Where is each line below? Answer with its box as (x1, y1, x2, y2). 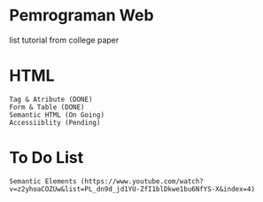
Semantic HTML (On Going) (9, 110, 104, 120)
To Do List (9, 148, 84, 168)
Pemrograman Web (9, 5, 154, 26)
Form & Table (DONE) (9, 103, 86, 112)
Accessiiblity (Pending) (9, 118, 101, 127)
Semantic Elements (9, 176, 77, 186)
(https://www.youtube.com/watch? (80, 176, 204, 186)
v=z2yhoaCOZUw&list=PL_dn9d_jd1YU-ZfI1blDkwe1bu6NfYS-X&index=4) (9, 184, 255, 193)
